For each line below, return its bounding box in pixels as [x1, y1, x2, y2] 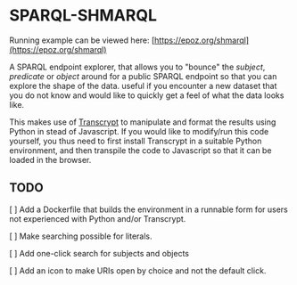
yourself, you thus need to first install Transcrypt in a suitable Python [9, 135, 262, 146]
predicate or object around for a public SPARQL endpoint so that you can [9, 70, 277, 81]
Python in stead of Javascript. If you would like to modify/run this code [9, 126, 269, 136]
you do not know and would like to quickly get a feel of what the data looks [9, 90, 285, 101]
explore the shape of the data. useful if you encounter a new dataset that [9, 80, 277, 91]
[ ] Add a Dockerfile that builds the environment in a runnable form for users [9, 204, 288, 215]
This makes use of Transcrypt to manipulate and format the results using [9, 117, 276, 127]
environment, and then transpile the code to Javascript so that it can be [9, 144, 272, 156]
